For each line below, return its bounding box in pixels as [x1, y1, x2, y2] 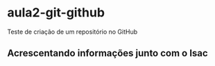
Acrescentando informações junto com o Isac [7, 47, 208, 59]
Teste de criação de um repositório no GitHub [7, 27, 138, 36]
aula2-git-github [7, 5, 105, 21]
